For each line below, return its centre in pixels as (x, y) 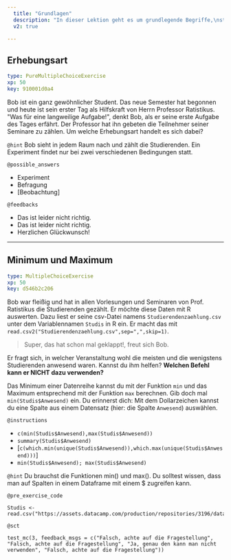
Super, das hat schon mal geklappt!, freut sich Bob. (97, 344)
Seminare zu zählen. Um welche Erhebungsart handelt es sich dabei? (106, 131)
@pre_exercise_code (35, 496)
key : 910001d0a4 (30, 89)
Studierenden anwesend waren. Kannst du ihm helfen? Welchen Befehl (108, 365)
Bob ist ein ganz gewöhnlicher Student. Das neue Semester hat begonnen (112, 102)
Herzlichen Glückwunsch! (54, 232)
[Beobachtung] (38, 192)
